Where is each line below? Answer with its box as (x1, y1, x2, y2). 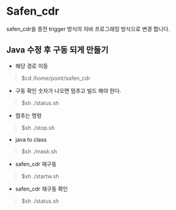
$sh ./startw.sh (21, 172, 59, 179)
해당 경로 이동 (15, 62, 48, 70)
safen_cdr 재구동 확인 (15, 185, 68, 192)
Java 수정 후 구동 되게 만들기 (6, 45, 109, 56)
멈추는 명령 (15, 112, 42, 119)
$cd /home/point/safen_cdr (21, 74, 90, 82)
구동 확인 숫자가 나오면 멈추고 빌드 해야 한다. (15, 87, 122, 94)
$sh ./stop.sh (21, 124, 55, 131)
